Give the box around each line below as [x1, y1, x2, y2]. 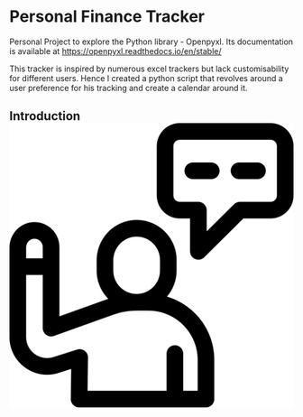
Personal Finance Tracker [9, 6, 206, 27]
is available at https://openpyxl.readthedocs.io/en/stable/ [9, 45, 223, 56]
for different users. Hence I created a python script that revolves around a [9, 72, 284, 83]
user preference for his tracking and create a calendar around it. [9, 82, 248, 93]
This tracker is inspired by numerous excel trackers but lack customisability [9, 63, 289, 74]
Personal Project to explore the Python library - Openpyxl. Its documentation [9, 36, 294, 47]
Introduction [9, 108, 81, 124]
